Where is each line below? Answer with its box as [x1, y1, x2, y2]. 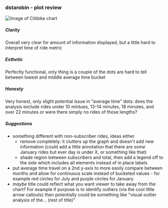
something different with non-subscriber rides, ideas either [12, 133, 135, 139]
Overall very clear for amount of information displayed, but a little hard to [5, 40, 156, 46]
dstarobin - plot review [5, 4, 62, 11]
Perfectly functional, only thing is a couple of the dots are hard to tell [5, 69, 147, 75]
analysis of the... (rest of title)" [12, 197, 76, 203]
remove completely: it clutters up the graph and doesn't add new [20, 138, 154, 144]
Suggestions [5, 120, 33, 126]
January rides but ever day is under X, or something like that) [20, 149, 147, 155]
